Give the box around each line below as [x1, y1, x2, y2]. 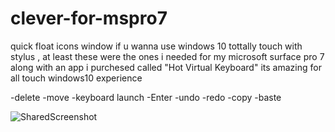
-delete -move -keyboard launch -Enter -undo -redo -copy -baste [10, 91, 282, 103]
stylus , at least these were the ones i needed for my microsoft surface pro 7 [10, 50, 325, 62]
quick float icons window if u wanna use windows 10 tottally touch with [10, 40, 303, 52]
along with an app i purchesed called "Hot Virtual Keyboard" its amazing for [10, 61, 322, 73]
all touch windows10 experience [10, 72, 143, 84]
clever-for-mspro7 [10, 7, 168, 30]
